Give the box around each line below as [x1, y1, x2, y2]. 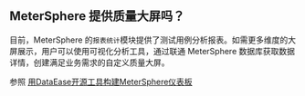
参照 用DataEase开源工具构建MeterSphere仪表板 [9, 76, 194, 87]
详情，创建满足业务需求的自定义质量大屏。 [9, 57, 170, 68]
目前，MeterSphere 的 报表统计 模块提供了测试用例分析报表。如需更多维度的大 [9, 34, 297, 45]
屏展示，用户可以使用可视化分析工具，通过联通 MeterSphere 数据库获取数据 [9, 45, 295, 56]
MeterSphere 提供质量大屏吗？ [9, 8, 185, 24]
